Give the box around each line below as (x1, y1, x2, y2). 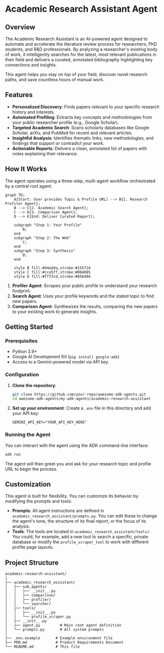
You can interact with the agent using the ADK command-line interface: (5, 442, 149, 448)
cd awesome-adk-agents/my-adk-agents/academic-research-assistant (12, 396, 151, 401)
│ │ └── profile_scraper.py (5, 614, 71, 619)
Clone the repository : (12, 382, 57, 388)
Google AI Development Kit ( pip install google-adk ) (12, 354, 120, 360)
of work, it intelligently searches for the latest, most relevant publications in (5, 51, 157, 57)
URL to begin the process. (5, 466, 58, 472)
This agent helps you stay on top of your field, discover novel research (5, 72, 148, 77)
